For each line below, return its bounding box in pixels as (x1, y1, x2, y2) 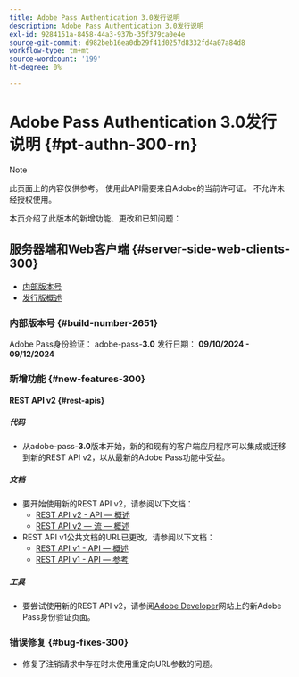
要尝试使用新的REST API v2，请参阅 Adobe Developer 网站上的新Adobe (21, 600, 283, 612)
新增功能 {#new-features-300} (9, 372, 145, 385)
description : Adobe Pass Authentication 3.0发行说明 (9, 21, 204, 30)
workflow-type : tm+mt (9, 46, 90, 55)
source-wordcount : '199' (9, 54, 102, 63)
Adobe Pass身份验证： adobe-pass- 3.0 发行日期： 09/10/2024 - (9, 338, 250, 349)
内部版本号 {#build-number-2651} (9, 316, 158, 329)
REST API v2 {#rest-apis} (9, 395, 105, 406)
